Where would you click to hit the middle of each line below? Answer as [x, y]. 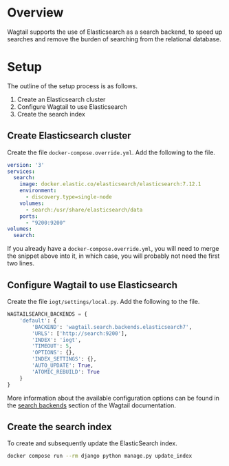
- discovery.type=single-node [68, 197]
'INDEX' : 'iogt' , [56, 340]
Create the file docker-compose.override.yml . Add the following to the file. [111, 152]
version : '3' [26, 165]
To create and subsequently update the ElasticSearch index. [92, 443]
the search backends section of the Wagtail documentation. [92, 405]
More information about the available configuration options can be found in [113, 398]
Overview [35, 13]
